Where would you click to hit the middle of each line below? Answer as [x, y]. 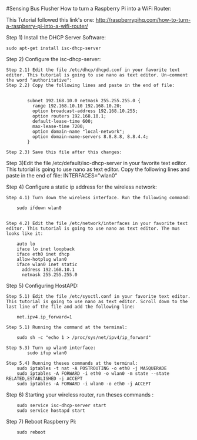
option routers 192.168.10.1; [69, 116]
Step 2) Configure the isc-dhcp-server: [54, 59]
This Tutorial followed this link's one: [50, 20]
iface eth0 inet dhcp [43, 254]
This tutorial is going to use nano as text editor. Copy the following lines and [98, 169]
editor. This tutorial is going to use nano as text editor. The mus [93, 229]
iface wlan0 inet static [47, 264]
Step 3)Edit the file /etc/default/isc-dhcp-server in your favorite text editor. [96, 163]
